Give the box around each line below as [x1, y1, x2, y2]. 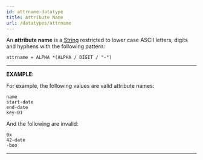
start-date [6, 99, 34, 105]
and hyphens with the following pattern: [6, 43, 106, 50]
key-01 [6, 109, 23, 116]
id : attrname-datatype [6, 8, 63, 15]
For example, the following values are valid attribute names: [6, 82, 155, 90]
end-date [6, 105, 28, 111]
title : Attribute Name [6, 14, 63, 20]
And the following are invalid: [6, 120, 79, 128]
